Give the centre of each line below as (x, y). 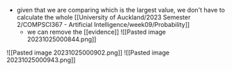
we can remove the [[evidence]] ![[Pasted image (96, 32)
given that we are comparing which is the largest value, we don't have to (121, 10)
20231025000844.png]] (62, 39)
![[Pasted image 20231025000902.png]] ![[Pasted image (88, 52)
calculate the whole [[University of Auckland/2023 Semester (103, 17)
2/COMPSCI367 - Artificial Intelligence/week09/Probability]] (103, 24)
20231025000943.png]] (41, 60)
